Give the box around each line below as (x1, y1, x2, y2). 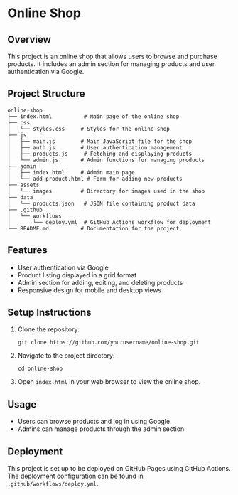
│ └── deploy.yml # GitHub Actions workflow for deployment (7, 218, 212, 225)
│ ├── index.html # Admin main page (7, 169, 135, 176)
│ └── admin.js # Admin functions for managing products (7, 156, 205, 164)
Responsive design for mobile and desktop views (17, 286, 162, 294)
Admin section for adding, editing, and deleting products (17, 278, 183, 287)
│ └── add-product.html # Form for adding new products (7, 175, 183, 182)
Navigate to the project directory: (17, 351, 115, 360)
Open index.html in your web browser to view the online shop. (17, 378, 201, 386)
